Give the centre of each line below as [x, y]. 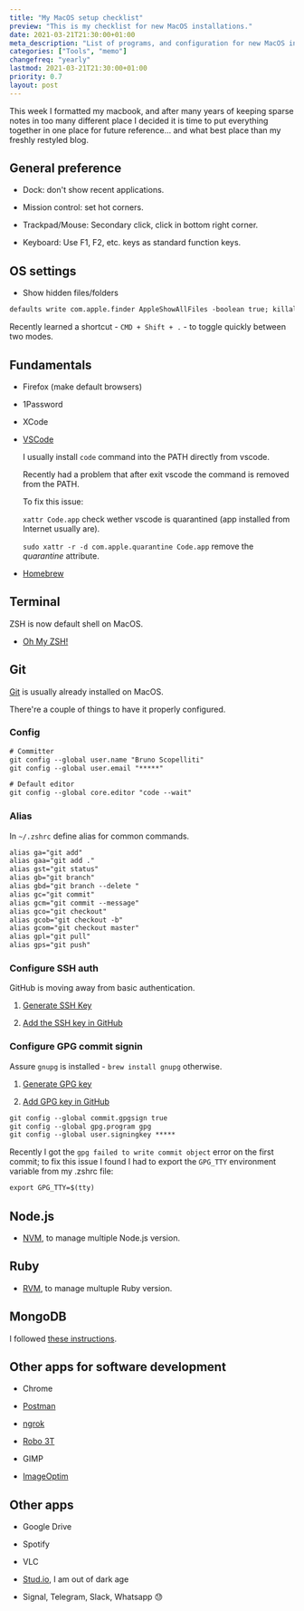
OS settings [43, 271]
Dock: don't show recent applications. [93, 190]
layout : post [34, 85]
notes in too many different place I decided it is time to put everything [139, 120]
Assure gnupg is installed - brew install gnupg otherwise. [116, 1066]
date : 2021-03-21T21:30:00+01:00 [72, 34]
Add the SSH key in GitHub [73, 1023]
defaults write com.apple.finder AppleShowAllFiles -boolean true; [139, 310]
